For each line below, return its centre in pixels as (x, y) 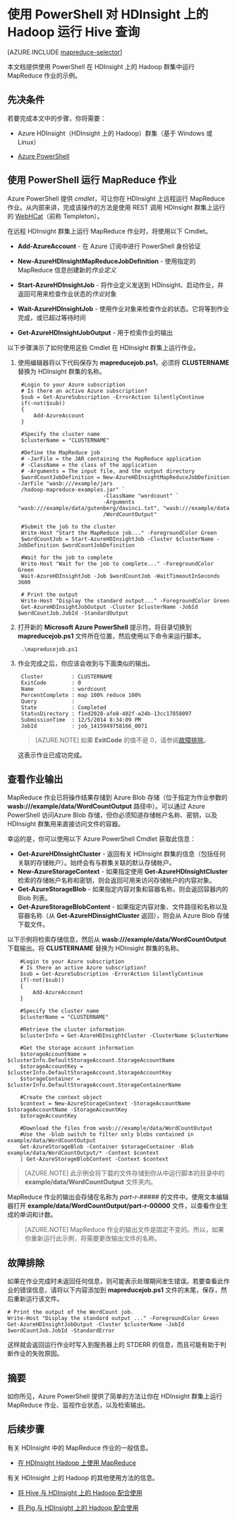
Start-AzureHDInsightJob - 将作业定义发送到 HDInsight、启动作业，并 (121, 285)
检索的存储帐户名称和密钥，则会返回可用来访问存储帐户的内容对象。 (116, 880)
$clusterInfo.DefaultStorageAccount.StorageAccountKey (90, 1073)
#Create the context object (61, 1098)
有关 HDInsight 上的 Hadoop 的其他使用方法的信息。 (83, 1477)
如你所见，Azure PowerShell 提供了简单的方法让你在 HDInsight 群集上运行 (115, 1396)
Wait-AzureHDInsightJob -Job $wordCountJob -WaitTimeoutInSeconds (120, 576)
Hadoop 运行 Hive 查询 (74, 32)
